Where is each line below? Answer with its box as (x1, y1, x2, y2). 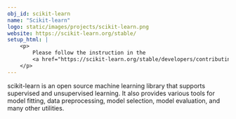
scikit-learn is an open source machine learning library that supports (7, 81, 206, 90)
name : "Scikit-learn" (7, 17, 71, 24)
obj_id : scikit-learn (7, 10, 71, 17)
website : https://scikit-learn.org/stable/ (7, 29, 137, 37)
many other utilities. (7, 104, 65, 112)
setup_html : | (7, 36, 49, 43)
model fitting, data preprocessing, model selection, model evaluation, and (7, 96, 221, 105)
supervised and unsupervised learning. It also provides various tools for (7, 89, 216, 97)
